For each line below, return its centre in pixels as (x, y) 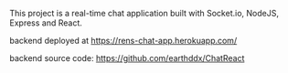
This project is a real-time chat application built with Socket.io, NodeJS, (144, 13)
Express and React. (46, 23)
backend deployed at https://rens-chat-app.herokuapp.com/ (123, 41)
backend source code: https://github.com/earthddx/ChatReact (127, 58)
